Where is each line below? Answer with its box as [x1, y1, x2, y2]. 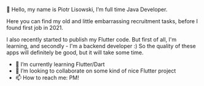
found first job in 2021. [6, 24, 63, 31]
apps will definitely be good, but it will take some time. [6, 49, 144, 56]
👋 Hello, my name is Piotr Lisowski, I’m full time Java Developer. [6, 6, 168, 13]
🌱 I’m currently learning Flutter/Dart [15, 61, 105, 68]
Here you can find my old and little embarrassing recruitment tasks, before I [6, 18, 198, 24]
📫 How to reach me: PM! [15, 74, 79, 81]
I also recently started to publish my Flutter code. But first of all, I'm [6, 36, 177, 43]
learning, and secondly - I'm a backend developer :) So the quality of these [6, 43, 196, 49]
